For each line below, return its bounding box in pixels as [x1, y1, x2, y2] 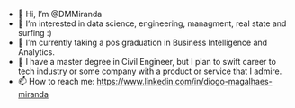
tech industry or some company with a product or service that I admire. [17, 66, 282, 76]
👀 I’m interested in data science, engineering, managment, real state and [17, 18, 287, 29]
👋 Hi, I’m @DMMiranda [17, 9, 103, 19]
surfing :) [17, 28, 52, 38]
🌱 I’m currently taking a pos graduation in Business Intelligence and [17, 37, 268, 48]
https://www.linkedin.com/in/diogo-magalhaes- [96, 76, 273, 86]
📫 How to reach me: [17, 76, 95, 86]
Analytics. [17, 47, 56, 58]
